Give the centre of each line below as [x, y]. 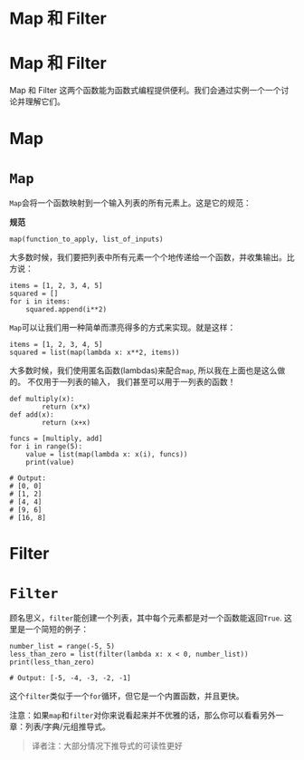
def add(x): [32, 415]
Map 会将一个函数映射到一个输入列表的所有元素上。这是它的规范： [130, 203]
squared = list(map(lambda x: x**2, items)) [95, 353]
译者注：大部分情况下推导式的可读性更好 [107, 746]
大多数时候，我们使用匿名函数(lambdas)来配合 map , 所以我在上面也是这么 [143, 370]
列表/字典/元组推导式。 [68, 726]
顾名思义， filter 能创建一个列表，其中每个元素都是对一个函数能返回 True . [146, 618]
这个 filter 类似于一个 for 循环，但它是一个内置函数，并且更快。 [127, 696]
